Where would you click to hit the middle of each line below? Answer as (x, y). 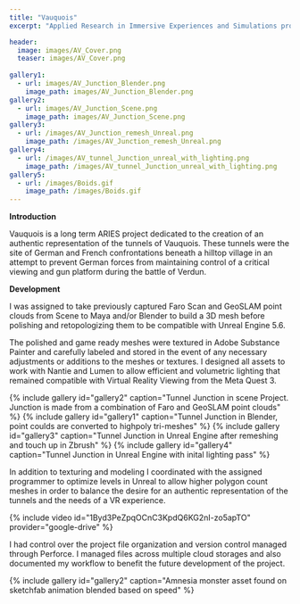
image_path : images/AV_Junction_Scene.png (105, 117)
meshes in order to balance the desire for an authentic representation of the (149, 491)
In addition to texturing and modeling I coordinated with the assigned (136, 472)
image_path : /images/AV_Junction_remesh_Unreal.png (123, 142)
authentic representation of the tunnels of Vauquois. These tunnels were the (150, 244)
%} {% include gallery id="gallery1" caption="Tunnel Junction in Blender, (144, 417)
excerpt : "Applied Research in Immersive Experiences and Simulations (143, 26)
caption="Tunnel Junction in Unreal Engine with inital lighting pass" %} (140, 455)
